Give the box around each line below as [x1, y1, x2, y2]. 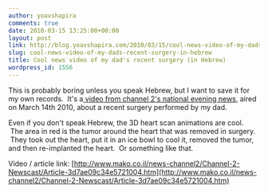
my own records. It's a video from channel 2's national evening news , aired [8, 93, 257, 104]
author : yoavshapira [8, 11, 77, 20]
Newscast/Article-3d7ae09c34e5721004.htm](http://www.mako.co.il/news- [8, 167, 258, 176]
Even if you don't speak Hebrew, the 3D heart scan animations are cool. [8, 117, 244, 128]
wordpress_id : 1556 [8, 64, 73, 72]
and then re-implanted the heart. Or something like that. [8, 143, 194, 152]
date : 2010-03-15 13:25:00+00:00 [8, 26, 120, 34]
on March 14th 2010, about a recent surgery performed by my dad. [8, 102, 227, 112]
